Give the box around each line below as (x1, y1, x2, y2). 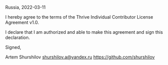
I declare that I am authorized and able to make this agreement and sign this (5, 29, 163, 35)
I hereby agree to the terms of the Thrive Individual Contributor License (5, 14, 153, 20)
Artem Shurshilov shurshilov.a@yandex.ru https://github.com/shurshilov (5, 54, 155, 60)
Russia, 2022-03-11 (5, 5, 46, 10)
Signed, (5, 44, 21, 50)
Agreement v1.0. (5, 20, 39, 25)
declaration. (5, 35, 30, 40)
